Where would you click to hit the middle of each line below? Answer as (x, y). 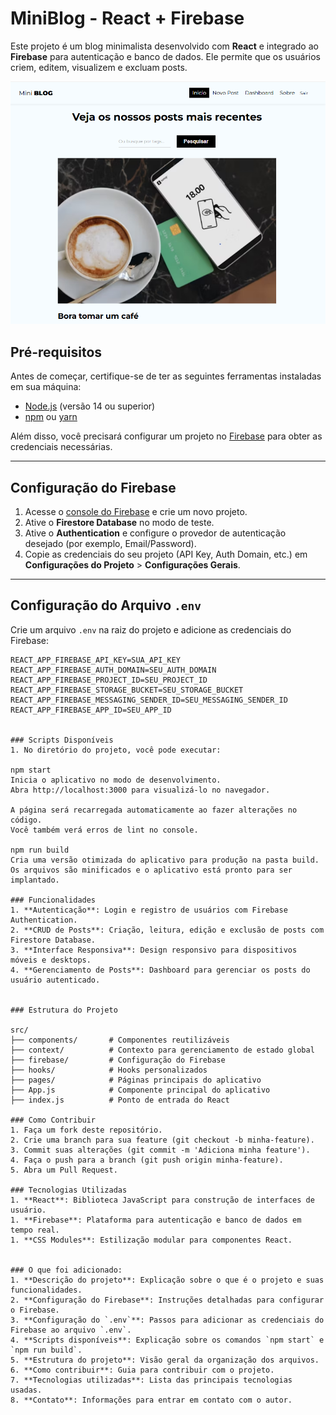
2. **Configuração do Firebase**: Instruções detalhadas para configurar (167, 1300)
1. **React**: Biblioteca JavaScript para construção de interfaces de (162, 1200)
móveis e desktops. (51, 960)
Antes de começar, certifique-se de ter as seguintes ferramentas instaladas (166, 376)
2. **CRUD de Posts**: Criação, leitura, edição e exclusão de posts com (167, 930)
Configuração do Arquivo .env (106, 605)
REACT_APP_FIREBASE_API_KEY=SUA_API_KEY (96, 660)
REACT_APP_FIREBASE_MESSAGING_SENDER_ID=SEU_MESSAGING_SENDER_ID (149, 700)
